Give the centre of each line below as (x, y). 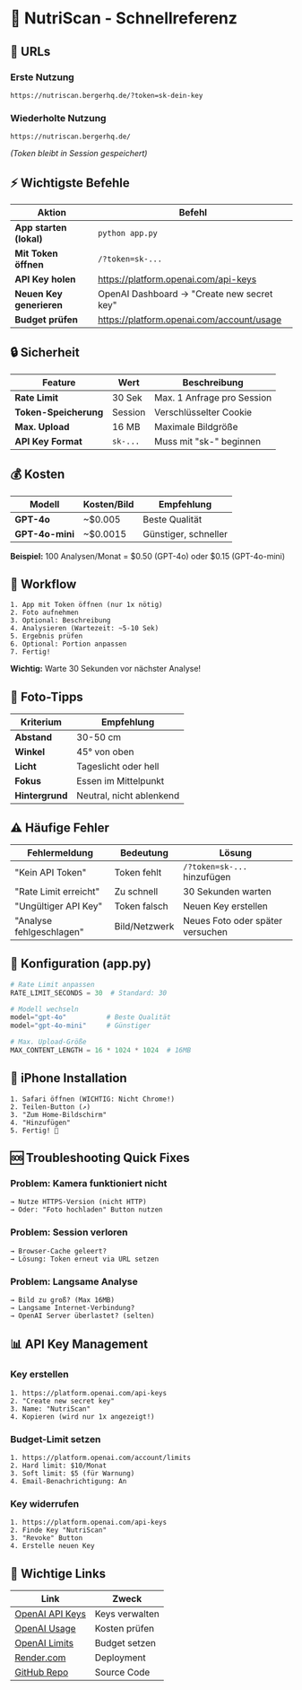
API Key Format (49, 441)
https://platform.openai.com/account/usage (190, 320)
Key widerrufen (45, 1503)
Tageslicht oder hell (118, 767)
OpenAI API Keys (50, 1614)
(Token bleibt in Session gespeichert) (79, 154)
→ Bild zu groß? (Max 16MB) (63, 1300)
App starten (41, 227)
